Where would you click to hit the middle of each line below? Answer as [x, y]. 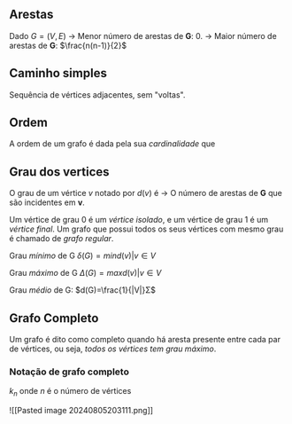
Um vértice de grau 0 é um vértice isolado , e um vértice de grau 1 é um [138, 220]
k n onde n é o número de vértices [70, 392]
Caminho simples [58, 73]
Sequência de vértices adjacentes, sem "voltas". [97, 94]
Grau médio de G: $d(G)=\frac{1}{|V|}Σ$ [83, 290]
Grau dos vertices [59, 172]
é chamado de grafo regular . [61, 239]
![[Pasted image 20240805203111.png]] [81, 411]
